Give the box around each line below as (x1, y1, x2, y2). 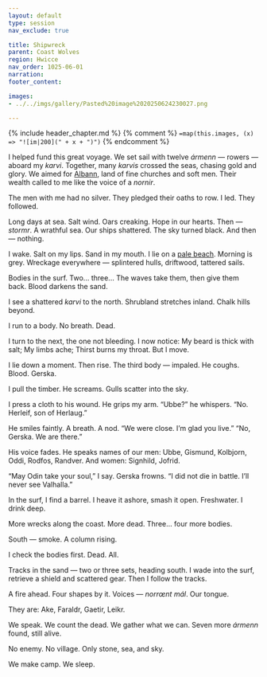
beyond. (8, 306, 36, 315)
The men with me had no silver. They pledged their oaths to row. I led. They (8, 193, 256, 203)
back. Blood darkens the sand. (8, 282, 109, 292)
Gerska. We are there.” (8, 432, 83, 442)
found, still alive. (8, 628, 62, 638)
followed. (8, 202, 39, 211)
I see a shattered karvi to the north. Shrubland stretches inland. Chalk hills (8, 297, 250, 307)
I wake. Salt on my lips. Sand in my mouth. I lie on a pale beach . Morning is (8, 249, 253, 259)
